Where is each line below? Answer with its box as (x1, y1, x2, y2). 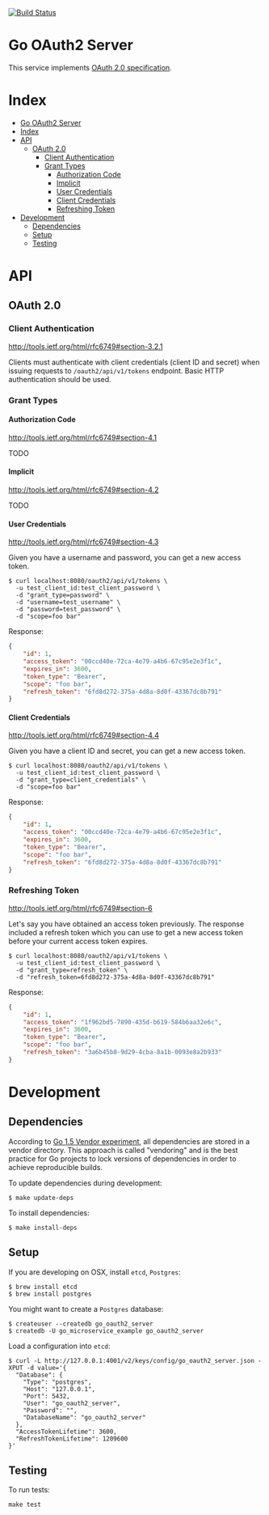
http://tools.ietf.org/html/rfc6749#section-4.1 (8, 432, 158, 442)
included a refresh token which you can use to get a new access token (8, 927, 244, 937)
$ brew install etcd (8, 1283, 78, 1291)
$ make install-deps (8, 1223, 78, 1232)
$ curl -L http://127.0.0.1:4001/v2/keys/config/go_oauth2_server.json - (8, 1356, 263, 1364)
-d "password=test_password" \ (15, 606, 121, 614)
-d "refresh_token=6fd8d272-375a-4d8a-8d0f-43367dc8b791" (15, 972, 216, 981)
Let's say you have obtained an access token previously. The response (8, 919, 245, 929)
